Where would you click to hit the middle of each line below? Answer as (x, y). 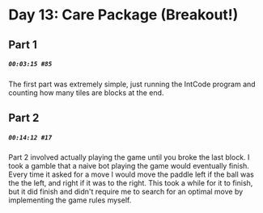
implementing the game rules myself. (70, 200)
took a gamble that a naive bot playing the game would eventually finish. (129, 165)
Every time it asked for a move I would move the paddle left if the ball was (131, 174)
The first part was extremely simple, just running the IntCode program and (132, 84)
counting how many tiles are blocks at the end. (86, 92)
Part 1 (23, 45)
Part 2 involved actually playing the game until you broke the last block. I (129, 157)
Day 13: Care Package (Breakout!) (123, 15)
